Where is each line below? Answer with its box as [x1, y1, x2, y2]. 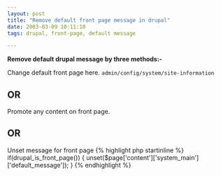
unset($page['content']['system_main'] [86, 153, 199, 161]
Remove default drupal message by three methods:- [7, 55, 162, 64]
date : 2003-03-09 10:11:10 [7, 23, 86, 30]
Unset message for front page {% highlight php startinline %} [7, 146, 184, 154]
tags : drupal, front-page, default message [7, 29, 136, 37]
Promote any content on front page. [7, 108, 110, 116]
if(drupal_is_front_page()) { [7, 153, 85, 161]
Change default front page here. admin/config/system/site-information [7, 68, 215, 77]
